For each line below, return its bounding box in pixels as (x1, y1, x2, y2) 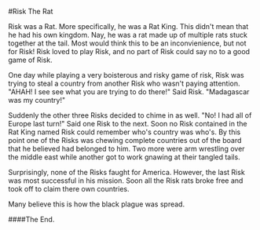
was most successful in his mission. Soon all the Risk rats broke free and (8, 176, 244, 185)
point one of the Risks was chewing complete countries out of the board (8, 136, 242, 144)
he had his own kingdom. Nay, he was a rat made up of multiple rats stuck (8, 31, 247, 39)
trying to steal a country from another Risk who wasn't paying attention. (8, 78, 240, 88)
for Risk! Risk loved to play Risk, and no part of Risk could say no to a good (8, 47, 250, 56)
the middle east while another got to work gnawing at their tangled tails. (8, 152, 241, 162)
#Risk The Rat (8, 7, 53, 16)
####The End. (8, 215, 55, 224)
